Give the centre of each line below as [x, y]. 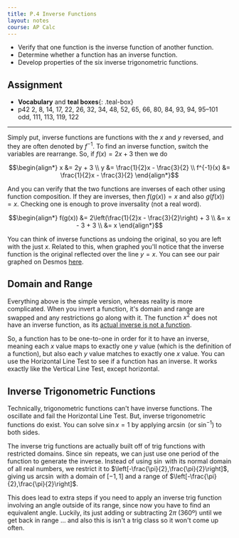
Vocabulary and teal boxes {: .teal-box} [75, 102]
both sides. [24, 432]
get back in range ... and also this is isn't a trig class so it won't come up [113, 520]
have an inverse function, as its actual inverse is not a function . [100, 325]
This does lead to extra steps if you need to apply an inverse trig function [115, 497]
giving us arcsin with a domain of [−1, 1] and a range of [88, 476]
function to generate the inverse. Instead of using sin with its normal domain [119, 461]
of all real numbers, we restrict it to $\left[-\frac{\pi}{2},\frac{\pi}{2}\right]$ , [118, 468]
